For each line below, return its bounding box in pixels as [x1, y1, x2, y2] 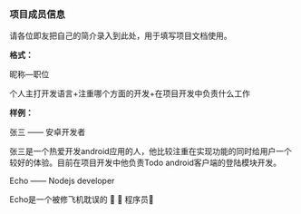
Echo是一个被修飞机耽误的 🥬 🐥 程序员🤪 [9, 194, 154, 205]
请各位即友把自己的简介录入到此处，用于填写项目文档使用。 [9, 30, 232, 42]
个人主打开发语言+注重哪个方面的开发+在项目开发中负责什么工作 [9, 88, 251, 99]
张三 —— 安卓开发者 [9, 127, 86, 138]
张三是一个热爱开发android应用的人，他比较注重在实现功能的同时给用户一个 [9, 146, 293, 157]
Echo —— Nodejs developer [9, 175, 115, 187]
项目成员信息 [9, 7, 66, 20]
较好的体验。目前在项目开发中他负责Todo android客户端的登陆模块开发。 [9, 157, 282, 169]
